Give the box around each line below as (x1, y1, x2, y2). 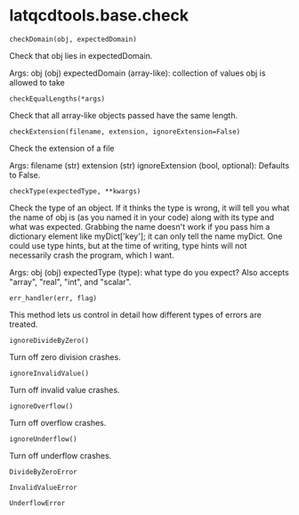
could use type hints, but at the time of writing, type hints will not (9, 240, 247, 250)
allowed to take (9, 77, 65, 87)
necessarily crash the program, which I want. (9, 249, 175, 260)
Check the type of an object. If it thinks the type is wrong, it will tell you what (9, 202, 290, 213)
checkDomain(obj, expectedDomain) (9, 35, 138, 44)
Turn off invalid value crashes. (9, 384, 120, 395)
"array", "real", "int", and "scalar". (9, 276, 132, 287)
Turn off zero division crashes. (9, 351, 122, 362)
